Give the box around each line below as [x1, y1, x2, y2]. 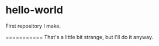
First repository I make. [5, 22, 61, 29]
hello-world [5, 3, 64, 17]
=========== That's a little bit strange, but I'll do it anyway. [5, 33, 153, 40]
